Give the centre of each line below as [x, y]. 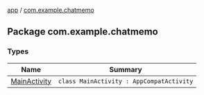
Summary [126, 69]
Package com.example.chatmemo [83, 32]
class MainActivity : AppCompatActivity [126, 81]
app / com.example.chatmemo [51, 10]
